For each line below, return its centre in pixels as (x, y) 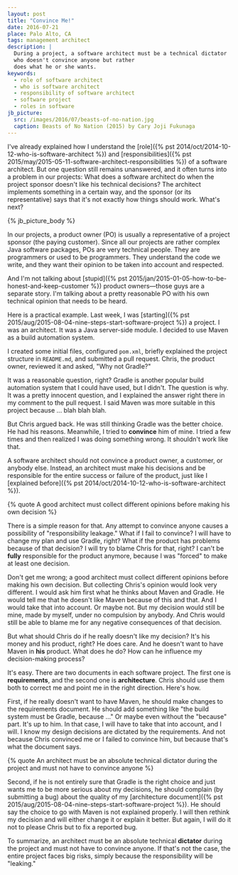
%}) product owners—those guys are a (147, 286)
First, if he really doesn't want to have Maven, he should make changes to (115, 701)
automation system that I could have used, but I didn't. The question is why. (118, 387)
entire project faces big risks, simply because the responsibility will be (110, 856)
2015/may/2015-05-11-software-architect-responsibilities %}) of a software (117, 161)
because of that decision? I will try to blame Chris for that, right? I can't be (116, 548)
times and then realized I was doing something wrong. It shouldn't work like (118, 439)
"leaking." (22, 863)
